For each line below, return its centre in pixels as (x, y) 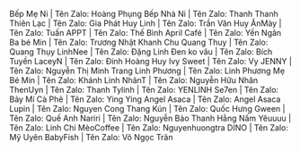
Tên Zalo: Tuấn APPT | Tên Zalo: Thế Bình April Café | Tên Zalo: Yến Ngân (146, 33)
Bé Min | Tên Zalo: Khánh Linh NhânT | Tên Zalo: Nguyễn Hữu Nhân (134, 80)
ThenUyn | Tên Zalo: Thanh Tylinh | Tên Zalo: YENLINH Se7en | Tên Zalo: (144, 90)
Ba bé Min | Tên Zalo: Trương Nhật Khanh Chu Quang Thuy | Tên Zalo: (139, 42)
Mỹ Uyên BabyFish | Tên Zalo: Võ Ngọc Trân (91, 137)
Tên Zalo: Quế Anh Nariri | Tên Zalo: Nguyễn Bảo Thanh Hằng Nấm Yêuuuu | (150, 118)
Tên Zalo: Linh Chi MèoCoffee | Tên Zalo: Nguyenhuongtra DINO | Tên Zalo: (149, 128)
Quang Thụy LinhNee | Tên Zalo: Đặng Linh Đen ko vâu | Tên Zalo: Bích (141, 52)
